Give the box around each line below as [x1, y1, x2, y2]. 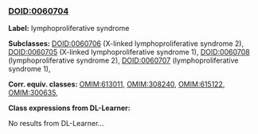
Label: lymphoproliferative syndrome [8, 24, 130, 33]
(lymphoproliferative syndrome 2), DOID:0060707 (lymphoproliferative [8, 56, 239, 65]
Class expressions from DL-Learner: [8, 103, 131, 113]
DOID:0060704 [8, 6, 69, 17]
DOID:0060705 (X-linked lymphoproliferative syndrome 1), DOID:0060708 [8, 48, 250, 57]
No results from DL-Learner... [8, 119, 104, 128]
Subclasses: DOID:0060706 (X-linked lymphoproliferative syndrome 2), [8, 39, 244, 48]
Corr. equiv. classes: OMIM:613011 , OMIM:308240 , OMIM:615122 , [8, 79, 225, 89]
